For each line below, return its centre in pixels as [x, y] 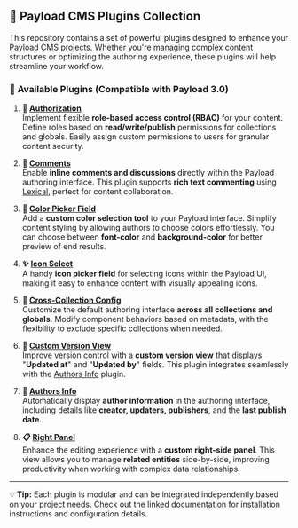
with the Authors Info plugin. [74, 374]
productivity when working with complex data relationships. [131, 469]
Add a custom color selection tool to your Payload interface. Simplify [149, 218]
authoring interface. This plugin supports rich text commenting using [149, 182]
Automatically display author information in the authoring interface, [146, 401]
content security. [53, 146]
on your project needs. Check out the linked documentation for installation [145, 504]
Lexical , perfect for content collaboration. [98, 192]
